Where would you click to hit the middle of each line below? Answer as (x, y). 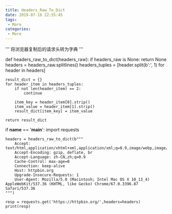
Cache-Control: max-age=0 (42, 162)
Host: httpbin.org (34, 170)
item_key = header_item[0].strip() (52, 102)
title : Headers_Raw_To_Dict (35, 10)
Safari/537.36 (20, 188)
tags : (11, 20)
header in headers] (25, 70)
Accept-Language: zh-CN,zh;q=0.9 (50, 157)
